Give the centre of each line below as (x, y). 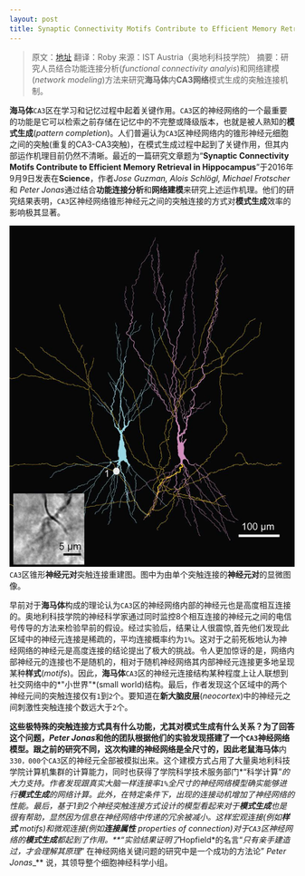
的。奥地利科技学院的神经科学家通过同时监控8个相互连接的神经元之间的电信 (151, 617)
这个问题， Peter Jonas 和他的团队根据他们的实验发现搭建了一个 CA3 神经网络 (150, 738)
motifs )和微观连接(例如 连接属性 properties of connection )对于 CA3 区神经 (152, 829)
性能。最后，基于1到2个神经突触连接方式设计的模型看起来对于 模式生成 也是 (148, 806)
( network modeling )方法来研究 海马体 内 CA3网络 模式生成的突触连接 (156, 79)
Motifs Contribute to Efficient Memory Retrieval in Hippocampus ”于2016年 (152, 167)
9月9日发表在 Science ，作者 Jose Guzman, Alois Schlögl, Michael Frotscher (150, 178)
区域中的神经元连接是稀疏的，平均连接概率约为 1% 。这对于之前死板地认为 (144, 639)
